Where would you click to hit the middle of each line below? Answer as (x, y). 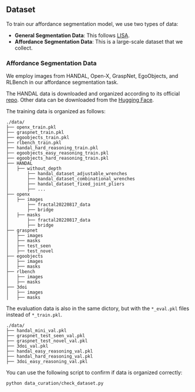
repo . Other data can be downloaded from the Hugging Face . (80, 100)
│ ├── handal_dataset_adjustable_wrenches (67, 174)
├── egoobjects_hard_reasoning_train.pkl (58, 159)
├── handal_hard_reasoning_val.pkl (50, 357)
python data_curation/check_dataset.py (55, 383)
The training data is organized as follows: (56, 111)
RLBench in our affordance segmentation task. (62, 83)
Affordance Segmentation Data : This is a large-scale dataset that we (99, 41)
